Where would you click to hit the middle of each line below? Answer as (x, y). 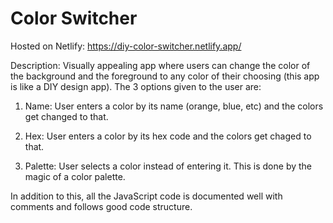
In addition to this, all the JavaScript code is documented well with (146, 196)
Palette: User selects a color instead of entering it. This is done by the (168, 166)
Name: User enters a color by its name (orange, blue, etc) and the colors (174, 106)
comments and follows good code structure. (101, 206)
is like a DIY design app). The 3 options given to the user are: (136, 86)
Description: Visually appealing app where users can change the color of (160, 65)
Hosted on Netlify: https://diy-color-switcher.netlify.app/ (126, 46)
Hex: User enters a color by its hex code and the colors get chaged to (168, 136)
